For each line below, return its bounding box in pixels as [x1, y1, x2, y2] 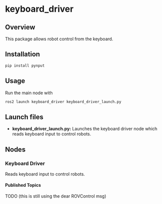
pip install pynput [5, 63, 45, 68]
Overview [5, 23, 36, 31]
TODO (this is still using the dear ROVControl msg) [5, 193, 107, 199]
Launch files [5, 113, 44, 121]
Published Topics [5, 182, 41, 188]
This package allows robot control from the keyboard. [5, 36, 114, 42]
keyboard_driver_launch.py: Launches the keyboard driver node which [12, 126, 158, 132]
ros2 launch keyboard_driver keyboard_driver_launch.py [5, 99, 121, 104]
